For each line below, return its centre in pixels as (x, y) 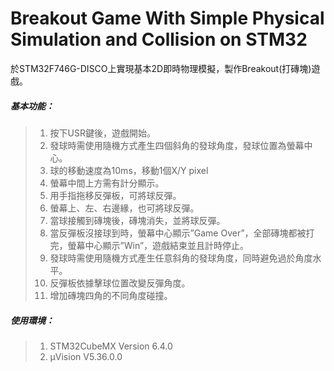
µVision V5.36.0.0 (86, 356)
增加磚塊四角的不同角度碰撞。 (111, 295)
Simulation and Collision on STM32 (159, 39)
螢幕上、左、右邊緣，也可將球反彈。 (124, 208)
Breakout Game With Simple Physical (167, 18)
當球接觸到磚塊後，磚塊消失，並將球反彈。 (137, 220)
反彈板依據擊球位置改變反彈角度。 (120, 283)
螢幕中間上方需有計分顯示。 (107, 183)
